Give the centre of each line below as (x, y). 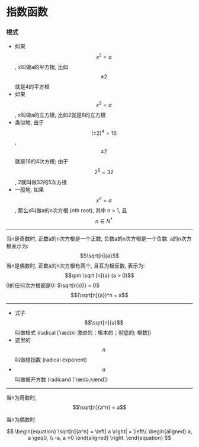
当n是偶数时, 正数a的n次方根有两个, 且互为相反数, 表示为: (76, 266)
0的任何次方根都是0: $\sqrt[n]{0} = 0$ (53, 285)
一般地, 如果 (29, 190)
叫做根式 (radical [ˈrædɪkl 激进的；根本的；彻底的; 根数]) (83, 333)
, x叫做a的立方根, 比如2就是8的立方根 (60, 115)
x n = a (104, 200)
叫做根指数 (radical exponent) (51, 360)
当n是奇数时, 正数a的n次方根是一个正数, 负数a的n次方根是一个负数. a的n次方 (99, 239)
